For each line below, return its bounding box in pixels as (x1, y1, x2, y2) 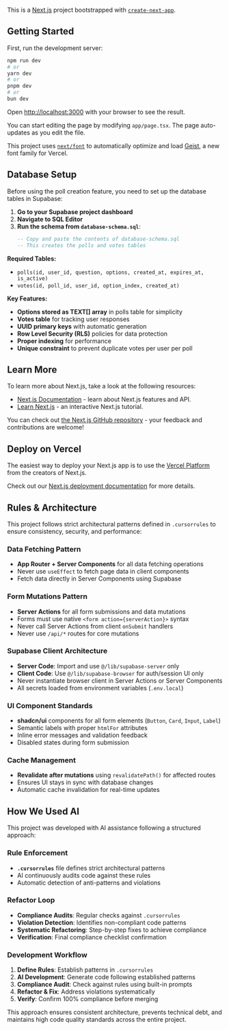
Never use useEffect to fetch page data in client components (16, 567, 189, 576)
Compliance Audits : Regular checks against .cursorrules (16, 911, 180, 919)
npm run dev (7, 57, 41, 64)
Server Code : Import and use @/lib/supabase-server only (16, 662, 180, 670)
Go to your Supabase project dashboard (16, 207, 133, 215)
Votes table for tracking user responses (16, 315, 130, 323)
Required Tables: (7, 254, 57, 263)
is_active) (16, 274, 49, 282)
